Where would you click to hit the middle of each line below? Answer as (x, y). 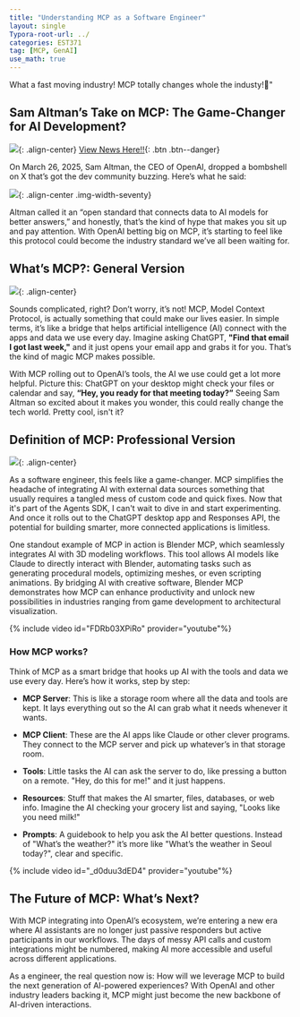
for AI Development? (68, 127)
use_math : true (38, 59)
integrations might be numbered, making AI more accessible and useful (141, 949)
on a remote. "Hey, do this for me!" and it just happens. (124, 781)
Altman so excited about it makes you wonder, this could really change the (146, 402)
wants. (34, 717)
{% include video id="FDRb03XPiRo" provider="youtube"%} (120, 628)
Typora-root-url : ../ (50, 34)
